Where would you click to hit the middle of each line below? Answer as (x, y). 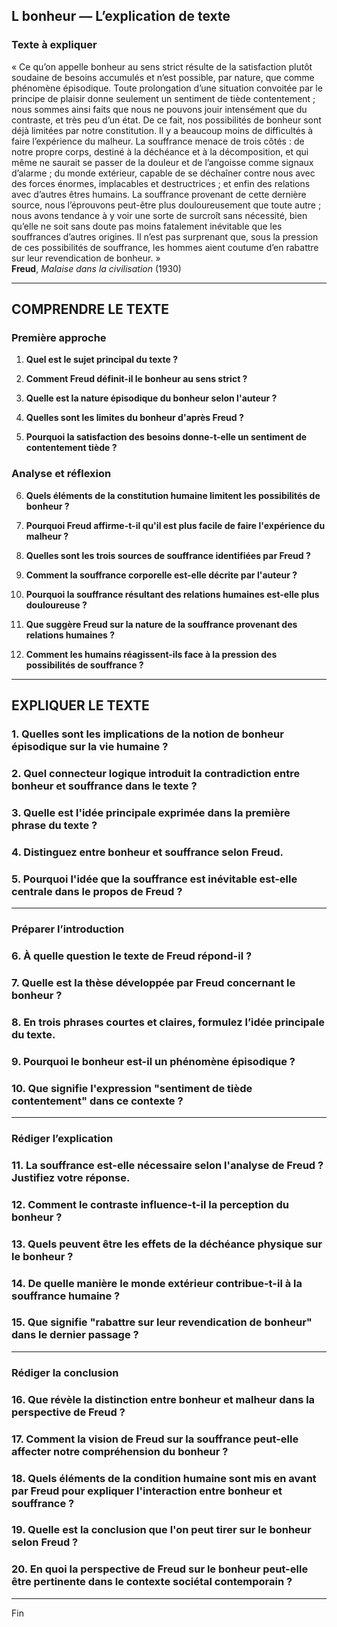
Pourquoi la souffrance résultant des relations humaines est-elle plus (172, 594)
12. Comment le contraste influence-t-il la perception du (150, 1204)
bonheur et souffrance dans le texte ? (104, 786)
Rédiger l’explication (62, 1138)
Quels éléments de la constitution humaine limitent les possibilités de (173, 495)
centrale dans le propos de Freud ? (97, 891)
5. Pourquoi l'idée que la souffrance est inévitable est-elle (154, 879)
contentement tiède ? (71, 448)
